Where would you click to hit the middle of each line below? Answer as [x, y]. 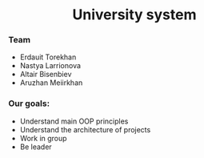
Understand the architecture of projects [85, 129]
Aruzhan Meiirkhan [51, 83]
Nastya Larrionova [50, 66]
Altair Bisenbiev [46, 75]
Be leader [36, 147]
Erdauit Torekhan [48, 57]
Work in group [43, 138]
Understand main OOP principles [74, 121]
